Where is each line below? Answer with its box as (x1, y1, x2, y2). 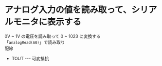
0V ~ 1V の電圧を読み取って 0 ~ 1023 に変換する (4, 33, 101, 39)
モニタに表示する (13, 16, 82, 27)
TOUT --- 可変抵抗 (11, 55, 49, 61)
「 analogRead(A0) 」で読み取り (4, 39, 65, 45)
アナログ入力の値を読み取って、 (4, 4, 132, 15)
